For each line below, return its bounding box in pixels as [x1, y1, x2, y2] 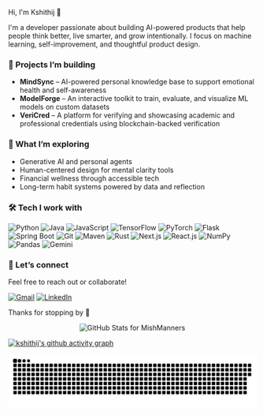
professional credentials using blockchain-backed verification [19, 119, 220, 129]
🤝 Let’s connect [8, 259, 69, 270]
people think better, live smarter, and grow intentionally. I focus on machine [8, 32, 252, 40]
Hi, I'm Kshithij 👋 [8, 8, 61, 17]
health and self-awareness [19, 85, 107, 95]
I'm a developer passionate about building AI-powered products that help [8, 23, 246, 32]
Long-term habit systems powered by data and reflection [19, 181, 206, 191]
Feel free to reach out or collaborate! [8, 277, 128, 287]
